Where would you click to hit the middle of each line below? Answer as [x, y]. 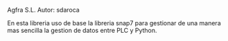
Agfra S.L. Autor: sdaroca [43, 10]
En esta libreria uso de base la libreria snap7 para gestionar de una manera [114, 23]
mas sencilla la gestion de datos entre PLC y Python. [82, 30]
